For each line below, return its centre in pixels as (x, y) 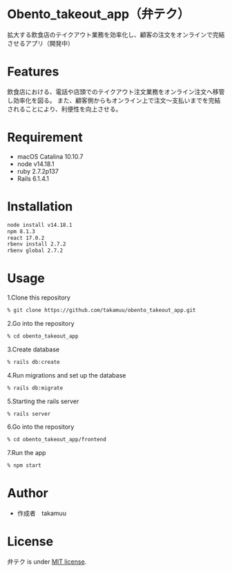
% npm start (24, 465)
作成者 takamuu (42, 513)
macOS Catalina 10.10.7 (50, 156)
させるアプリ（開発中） (40, 43)
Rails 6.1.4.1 (33, 178)
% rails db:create (33, 362)
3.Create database (33, 349)
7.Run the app (27, 453)
